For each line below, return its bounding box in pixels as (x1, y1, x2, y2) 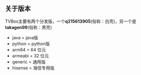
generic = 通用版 (12, 59, 46, 64)
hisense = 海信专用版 (12, 65, 54, 71)
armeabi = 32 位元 (12, 53, 49, 59)
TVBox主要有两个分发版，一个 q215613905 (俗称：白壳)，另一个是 (5, 18, 137, 24)
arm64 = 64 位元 (12, 46, 46, 52)
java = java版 (12, 34, 38, 40)
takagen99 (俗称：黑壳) (5, 24, 52, 30)
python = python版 (12, 41, 50, 46)
